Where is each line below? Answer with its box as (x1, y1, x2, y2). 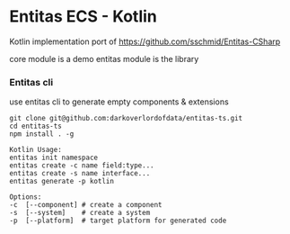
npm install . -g (9, 130, 75, 139)
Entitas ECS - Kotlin (9, 6, 157, 27)
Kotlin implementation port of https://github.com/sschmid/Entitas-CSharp (9, 36, 281, 47)
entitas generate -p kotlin (9, 177, 115, 186)
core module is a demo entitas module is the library (9, 53, 199, 64)
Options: (9, 193, 42, 202)
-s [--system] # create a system (9, 209, 151, 218)
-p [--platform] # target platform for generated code (9, 216, 227, 226)
